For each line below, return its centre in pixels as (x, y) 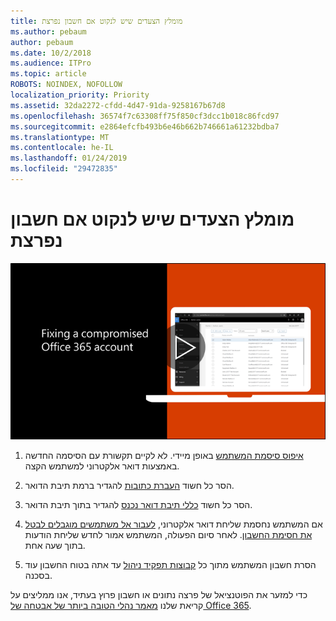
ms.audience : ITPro (51, 63)
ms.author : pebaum (48, 31)
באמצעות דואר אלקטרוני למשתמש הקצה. (102, 466)
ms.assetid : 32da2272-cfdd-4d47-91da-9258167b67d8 (118, 105)
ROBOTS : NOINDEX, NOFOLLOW (66, 85)
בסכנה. (38, 576)
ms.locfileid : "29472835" (64, 169)
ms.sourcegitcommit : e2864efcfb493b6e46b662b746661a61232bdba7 (145, 126)
